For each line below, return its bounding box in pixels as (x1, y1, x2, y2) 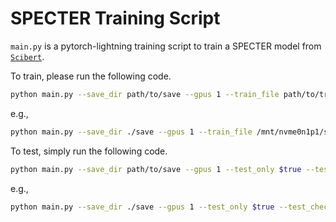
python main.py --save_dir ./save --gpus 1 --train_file (10, 127, 253, 137)
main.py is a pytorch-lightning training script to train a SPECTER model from (10, 40, 322, 52)
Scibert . (10, 50, 45, 62)
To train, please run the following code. (10, 70, 172, 82)
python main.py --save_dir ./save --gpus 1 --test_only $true (10, 202, 275, 212)
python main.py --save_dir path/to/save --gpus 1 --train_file (10, 89, 280, 99)
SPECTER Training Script (10, 7, 221, 30)
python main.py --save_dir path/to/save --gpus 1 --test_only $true (10, 164, 302, 174)
